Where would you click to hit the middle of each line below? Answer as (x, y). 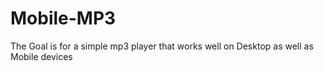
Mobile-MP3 (63, 18)
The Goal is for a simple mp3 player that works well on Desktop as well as (162, 46)
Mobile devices (41, 56)
